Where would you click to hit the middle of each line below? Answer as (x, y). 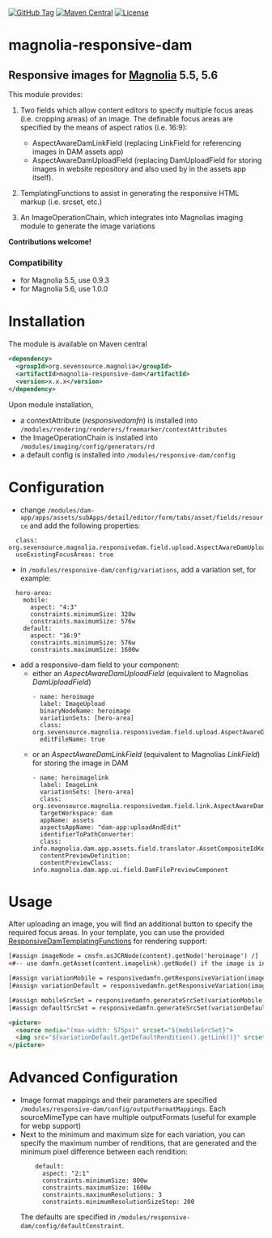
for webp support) (51, 1126)
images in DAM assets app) (78, 151)
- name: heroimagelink (70, 777)
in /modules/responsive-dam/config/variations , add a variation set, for (138, 569)
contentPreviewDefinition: (85, 855)
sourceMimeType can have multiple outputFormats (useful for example (138, 1117)
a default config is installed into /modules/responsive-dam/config (128, 454)
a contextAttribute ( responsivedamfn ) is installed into (109, 420)
